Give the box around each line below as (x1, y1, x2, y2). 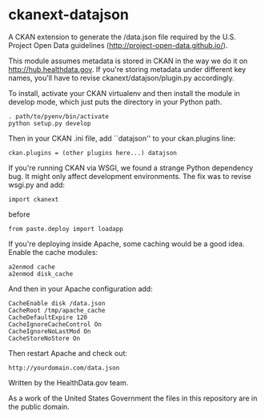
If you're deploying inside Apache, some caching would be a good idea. (8, 238, 246, 249)
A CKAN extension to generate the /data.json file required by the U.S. (8, 32, 236, 42)
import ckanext (8, 195, 59, 203)
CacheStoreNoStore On (8, 334, 81, 342)
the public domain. (8, 401, 70, 411)
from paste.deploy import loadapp (8, 225, 124, 233)
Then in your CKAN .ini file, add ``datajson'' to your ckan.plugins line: (8, 134, 236, 143)
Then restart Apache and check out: (8, 348, 128, 357)
